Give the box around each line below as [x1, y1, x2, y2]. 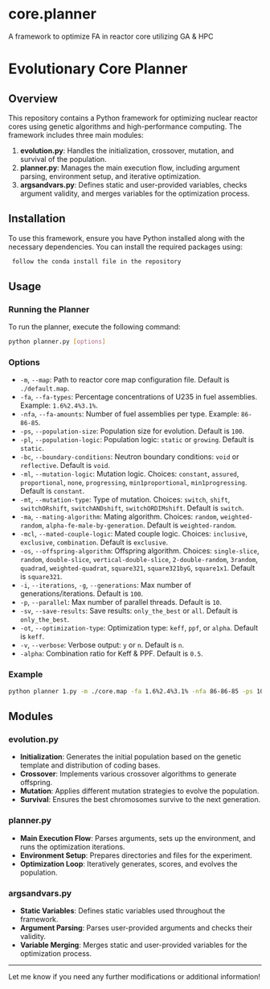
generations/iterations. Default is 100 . [19, 589, 144, 598]
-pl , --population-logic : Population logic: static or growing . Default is [19, 435, 255, 445]
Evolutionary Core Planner [8, 60, 188, 78]
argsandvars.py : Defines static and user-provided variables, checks [19, 180, 247, 189]
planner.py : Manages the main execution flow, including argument [19, 163, 240, 172]
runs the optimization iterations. [19, 842, 125, 851]
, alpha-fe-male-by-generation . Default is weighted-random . [41, 520, 237, 530]
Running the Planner [8, 304, 90, 315]
